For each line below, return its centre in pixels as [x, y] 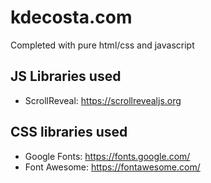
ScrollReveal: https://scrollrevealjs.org [103, 100]
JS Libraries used [66, 76]
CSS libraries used [69, 132]
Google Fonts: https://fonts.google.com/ [107, 156]
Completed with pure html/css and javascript [102, 45]
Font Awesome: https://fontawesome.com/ [112, 167]
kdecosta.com [71, 17]
